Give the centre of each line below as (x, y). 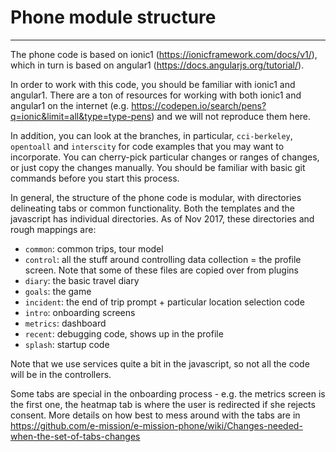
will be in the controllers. (61, 374)
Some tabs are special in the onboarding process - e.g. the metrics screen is (168, 393)
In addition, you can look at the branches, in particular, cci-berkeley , (151, 135)
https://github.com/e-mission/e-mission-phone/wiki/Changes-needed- (156, 425)
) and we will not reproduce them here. (231, 116)
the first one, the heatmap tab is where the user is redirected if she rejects (163, 404)
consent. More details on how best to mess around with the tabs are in (155, 415)
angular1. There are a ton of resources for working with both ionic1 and (156, 95)
